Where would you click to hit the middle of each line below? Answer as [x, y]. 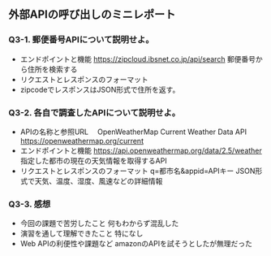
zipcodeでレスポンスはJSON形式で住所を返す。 [100, 89]
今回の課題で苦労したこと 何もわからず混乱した [99, 223]
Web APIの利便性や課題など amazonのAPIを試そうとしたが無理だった [136, 244]
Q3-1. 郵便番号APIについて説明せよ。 [81, 40]
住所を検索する [52, 69]
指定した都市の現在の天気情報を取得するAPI [94, 160]
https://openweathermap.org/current [82, 141]
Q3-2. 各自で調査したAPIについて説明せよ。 [95, 112]
